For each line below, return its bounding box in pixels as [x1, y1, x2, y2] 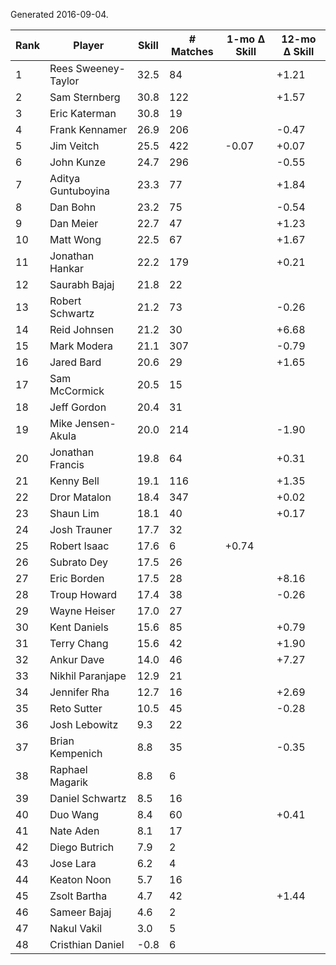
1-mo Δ [226, 32, 266, 46]
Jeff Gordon [49, 400, 107, 414]
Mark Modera [49, 339, 113, 353]
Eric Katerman [49, 107, 117, 120]
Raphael [49, 763, 88, 776]
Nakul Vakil [49, 922, 103, 935]
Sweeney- [75, 62, 126, 75]
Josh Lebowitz [49, 718, 119, 731]
